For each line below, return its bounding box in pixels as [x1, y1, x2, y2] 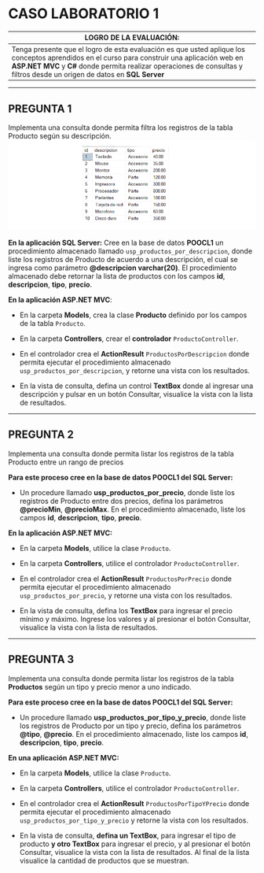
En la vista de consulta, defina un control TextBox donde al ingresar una [19, 381, 254, 390]
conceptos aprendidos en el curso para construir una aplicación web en [11, 53, 244, 62]
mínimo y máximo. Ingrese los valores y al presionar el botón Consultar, [19, 614, 251, 623]
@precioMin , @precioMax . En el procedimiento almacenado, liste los [19, 505, 246, 514]
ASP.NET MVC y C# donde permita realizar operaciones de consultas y [11, 61, 244, 71]
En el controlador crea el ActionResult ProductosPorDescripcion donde [19, 349, 250, 358]
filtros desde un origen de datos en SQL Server [11, 69, 165, 79]
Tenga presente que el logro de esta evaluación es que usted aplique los [11, 44, 246, 54]
